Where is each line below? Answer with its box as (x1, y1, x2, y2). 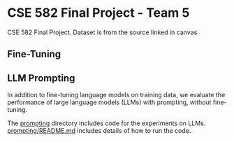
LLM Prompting (7, 72, 75, 84)
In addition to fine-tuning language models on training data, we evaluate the (7, 91, 226, 99)
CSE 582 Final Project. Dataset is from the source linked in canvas (7, 28, 198, 36)
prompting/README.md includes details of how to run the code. (7, 127, 191, 135)
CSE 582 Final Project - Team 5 (7, 5, 190, 21)
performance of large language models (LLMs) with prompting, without (7, 98, 212, 106)
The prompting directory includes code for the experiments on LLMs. (7, 119, 206, 127)
